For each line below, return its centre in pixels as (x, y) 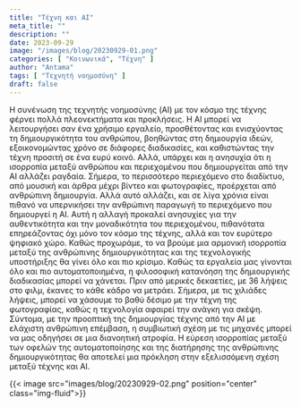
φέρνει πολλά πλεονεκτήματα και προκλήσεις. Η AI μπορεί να (125, 119)
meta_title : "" (38, 26)
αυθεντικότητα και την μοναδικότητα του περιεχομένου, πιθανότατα (137, 224)
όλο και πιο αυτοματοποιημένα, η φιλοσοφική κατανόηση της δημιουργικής (150, 271)
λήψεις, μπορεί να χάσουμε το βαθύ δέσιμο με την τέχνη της (123, 300)
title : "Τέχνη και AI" (52, 17)
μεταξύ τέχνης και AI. (50, 366)
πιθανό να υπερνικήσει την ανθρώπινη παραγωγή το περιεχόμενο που (141, 204)
